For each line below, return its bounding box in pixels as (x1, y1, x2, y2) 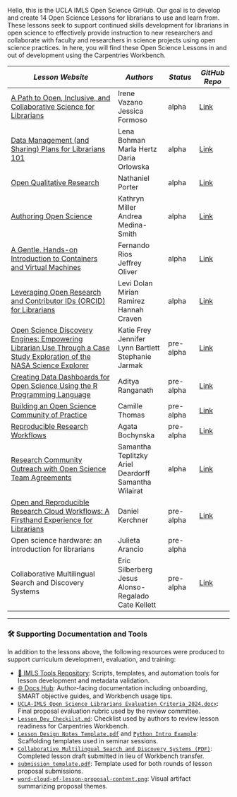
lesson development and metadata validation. (17, 676, 150, 685)
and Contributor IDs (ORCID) (11, 296, 106, 306)
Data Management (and (11, 136, 90, 145)
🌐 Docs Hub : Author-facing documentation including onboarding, (17, 684, 208, 692)
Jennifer (117, 334, 146, 343)
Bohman (117, 136, 146, 145)
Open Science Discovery (11, 325, 93, 335)
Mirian (117, 288, 139, 297)
